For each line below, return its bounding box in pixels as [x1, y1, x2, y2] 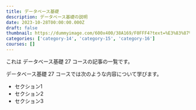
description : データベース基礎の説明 [6, 14, 88, 20]
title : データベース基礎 [6, 8, 60, 15]
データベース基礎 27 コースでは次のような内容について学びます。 [6, 70, 162, 77]
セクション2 [14, 90, 44, 97]
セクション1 [14, 82, 43, 90]
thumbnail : [6, 30, 33, 36]
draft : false [6, 25, 38, 31]
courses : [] [6, 42, 35, 47]
